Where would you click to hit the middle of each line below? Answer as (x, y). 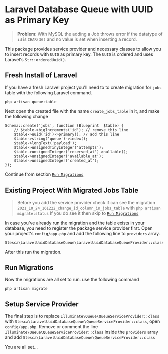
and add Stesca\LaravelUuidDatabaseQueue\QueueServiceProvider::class (80, 337)
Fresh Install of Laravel (41, 75)
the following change (27, 116)
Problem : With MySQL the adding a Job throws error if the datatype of (90, 34)
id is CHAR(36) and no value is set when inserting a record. (77, 39)
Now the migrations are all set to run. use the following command (72, 280)
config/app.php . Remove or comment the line (52, 327)
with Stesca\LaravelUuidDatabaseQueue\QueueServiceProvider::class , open (83, 321)
